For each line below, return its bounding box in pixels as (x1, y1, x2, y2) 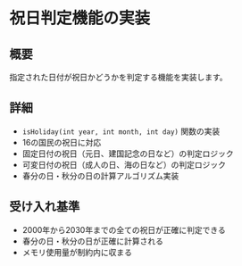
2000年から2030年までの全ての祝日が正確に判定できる (21, 224, 226, 235)
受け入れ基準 (9, 199, 80, 214)
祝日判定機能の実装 (9, 8, 151, 29)
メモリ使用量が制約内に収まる (21, 246, 132, 257)
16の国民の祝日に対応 (21, 137, 102, 147)
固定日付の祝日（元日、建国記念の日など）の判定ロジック (21, 148, 234, 159)
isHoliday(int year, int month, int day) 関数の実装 (21, 126, 221, 137)
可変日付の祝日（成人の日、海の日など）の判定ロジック (21, 159, 226, 170)
